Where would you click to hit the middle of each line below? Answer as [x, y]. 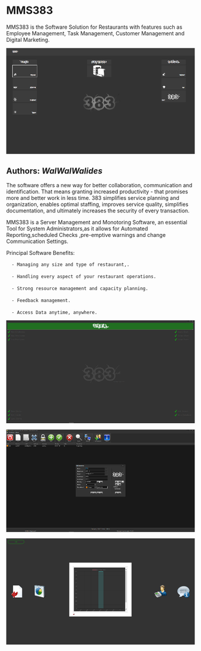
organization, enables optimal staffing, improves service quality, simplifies [97, 205]
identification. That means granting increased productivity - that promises [97, 191]
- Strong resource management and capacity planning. [80, 289]
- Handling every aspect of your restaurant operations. [84, 277]
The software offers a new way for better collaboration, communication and [99, 185]
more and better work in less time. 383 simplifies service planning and [93, 198]
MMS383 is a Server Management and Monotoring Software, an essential [97, 223]
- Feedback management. [41, 301]
